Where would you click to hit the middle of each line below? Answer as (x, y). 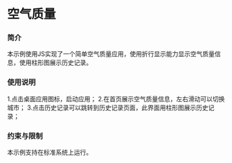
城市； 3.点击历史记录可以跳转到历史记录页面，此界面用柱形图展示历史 (108, 108)
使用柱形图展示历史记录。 (55, 62)
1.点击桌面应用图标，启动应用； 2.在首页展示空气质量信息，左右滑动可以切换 (116, 98)
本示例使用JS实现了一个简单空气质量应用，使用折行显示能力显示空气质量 (111, 54)
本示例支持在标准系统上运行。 (50, 153)
